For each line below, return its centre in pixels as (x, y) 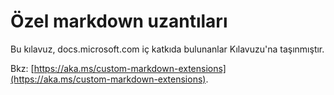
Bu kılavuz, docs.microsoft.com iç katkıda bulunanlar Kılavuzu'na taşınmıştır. (167, 49)
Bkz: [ (22, 68)
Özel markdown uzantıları (119, 21)
